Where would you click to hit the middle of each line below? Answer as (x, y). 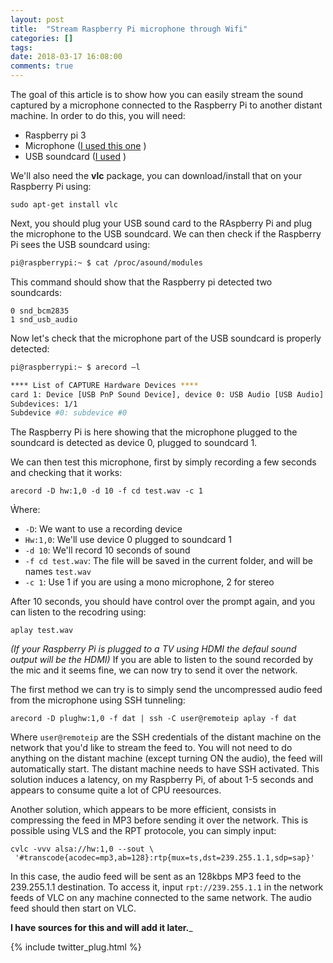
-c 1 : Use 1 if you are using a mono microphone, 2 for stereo (149, 582)
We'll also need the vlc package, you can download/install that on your (156, 175)
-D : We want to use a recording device (103, 529)
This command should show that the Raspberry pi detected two (141, 282)
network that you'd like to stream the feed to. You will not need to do (151, 748)
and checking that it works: (66, 473)
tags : (21, 47)
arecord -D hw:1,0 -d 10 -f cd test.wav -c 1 (106, 491)
